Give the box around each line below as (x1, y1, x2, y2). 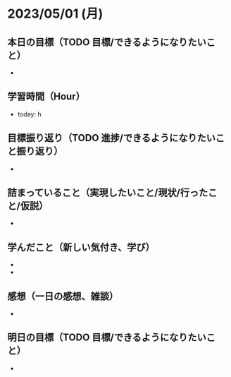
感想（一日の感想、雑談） (7, 290, 118, 302)
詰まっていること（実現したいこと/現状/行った (7, 187, 208, 199)
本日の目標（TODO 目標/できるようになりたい (7, 36, 206, 48)
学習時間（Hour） (7, 90, 86, 102)
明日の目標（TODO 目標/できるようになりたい (7, 332, 206, 344)
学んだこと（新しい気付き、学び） (7, 241, 155, 253)
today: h (17, 109, 42, 118)
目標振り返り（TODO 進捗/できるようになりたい (7, 132, 216, 144)
